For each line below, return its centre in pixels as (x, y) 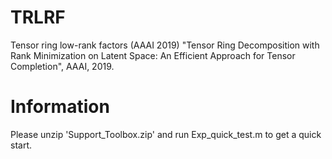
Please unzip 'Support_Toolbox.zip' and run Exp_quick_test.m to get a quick (166, 134)
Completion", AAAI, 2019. (62, 66)
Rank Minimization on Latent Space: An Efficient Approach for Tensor (153, 55)
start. (21, 145)
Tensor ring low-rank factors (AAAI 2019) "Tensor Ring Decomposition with (165, 45)
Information (60, 107)
